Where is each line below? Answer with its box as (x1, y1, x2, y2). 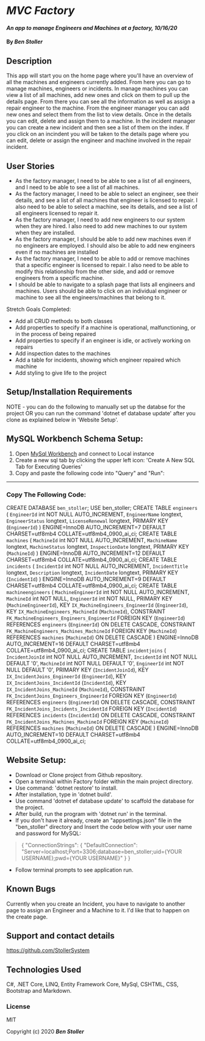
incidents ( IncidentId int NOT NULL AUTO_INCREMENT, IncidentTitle (6, 562, 189, 570)
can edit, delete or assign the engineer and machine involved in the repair (6, 137, 192, 144)
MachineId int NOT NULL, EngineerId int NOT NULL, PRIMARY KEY (6, 595, 173, 602)
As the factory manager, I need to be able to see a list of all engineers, (15, 177, 192, 184)
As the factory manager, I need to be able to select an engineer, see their (15, 190, 199, 197)
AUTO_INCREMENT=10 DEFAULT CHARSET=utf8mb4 (6, 731, 140, 738)
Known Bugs (6, 884, 56, 894)
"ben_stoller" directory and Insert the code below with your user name (15, 823, 192, 830)
